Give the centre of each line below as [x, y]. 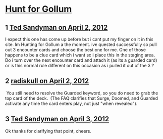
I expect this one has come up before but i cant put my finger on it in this [79, 39]
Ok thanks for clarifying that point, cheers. [48, 131]
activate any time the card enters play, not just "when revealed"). [71, 103]
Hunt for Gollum [38, 9]
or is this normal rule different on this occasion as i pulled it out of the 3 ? [80, 66]
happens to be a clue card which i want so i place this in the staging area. [80, 55]
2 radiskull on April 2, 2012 [47, 81]
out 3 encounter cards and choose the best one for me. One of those [76, 50]
